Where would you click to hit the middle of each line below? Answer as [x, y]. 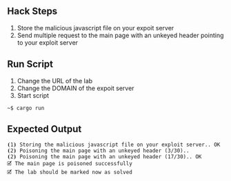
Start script [33, 95]
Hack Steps [32, 11]
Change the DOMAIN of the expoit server [76, 88]
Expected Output [44, 129]
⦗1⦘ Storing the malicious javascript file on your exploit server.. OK [114, 145]
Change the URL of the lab [55, 81]
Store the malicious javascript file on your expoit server [96, 28]
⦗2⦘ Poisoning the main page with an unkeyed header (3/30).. [98, 151]
